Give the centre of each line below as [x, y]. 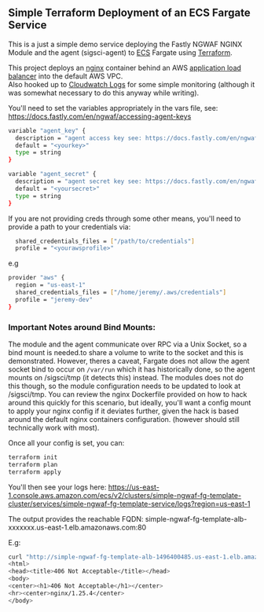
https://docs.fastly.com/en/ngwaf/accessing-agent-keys [100, 116]
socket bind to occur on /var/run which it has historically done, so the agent [132, 369]
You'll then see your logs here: [57, 487]
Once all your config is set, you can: [66, 442]
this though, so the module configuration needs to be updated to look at [125, 386]
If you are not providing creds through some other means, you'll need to [125, 218]
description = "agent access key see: [79, 138]
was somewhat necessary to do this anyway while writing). [104, 93]
